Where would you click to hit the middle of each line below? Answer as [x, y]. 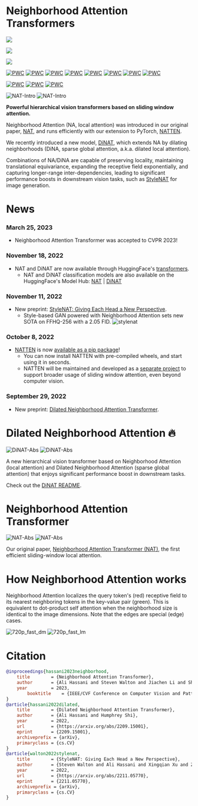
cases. [14, 621]
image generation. [28, 185]
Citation [26, 656]
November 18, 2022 [35, 256]
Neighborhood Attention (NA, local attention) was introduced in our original [97, 124]
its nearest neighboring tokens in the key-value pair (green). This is [88, 602]
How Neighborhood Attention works [96, 579]
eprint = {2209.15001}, [54, 732]
